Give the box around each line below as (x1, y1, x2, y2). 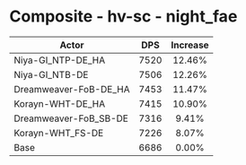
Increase (170, 39, 209, 51)
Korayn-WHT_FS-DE (13, 126, 104, 139)
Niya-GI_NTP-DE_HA (13, 54, 106, 66)
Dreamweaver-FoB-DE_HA (13, 82, 130, 95)
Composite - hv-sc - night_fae (9, 6, 238, 27)
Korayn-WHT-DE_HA (13, 97, 106, 109)
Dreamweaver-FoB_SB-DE (13, 112, 128, 125)
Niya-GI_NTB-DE (13, 68, 89, 81)
